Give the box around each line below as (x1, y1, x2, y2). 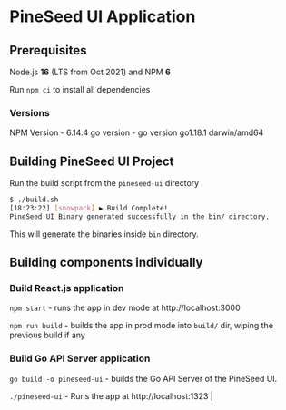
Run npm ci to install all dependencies (9, 84, 151, 94)
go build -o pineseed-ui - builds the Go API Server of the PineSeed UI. (9, 373, 278, 384)
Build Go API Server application (9, 352, 151, 365)
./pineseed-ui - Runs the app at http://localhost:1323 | (9, 390, 213, 401)
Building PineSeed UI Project (9, 153, 174, 169)
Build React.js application (9, 282, 124, 295)
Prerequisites (9, 43, 87, 58)
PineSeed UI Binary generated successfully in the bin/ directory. (9, 211, 271, 221)
